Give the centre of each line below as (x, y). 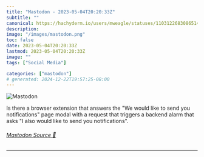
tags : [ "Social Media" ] (36, 62)
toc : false (20, 40)
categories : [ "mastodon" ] (39, 73)
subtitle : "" (23, 18)
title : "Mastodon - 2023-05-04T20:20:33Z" (61, 12)
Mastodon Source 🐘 (31, 135)
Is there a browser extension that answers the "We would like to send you (98, 108)
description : (23, 29)
